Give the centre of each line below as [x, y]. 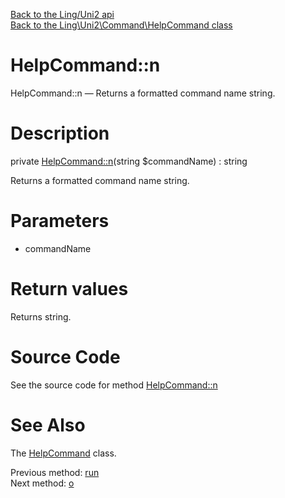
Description [60, 133]
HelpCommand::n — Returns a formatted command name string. [143, 93]
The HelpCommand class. [63, 453]
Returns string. [41, 316]
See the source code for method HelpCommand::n [114, 385]
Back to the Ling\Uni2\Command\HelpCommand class [121, 25]
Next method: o [42, 483]
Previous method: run [55, 472]
